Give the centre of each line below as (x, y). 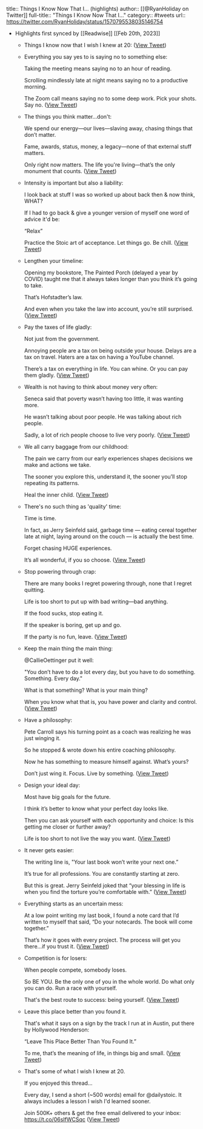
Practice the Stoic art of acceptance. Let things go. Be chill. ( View (106, 243)
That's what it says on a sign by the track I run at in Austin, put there (109, 1023)
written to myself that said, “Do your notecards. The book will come (108, 922)
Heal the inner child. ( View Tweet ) (66, 495)
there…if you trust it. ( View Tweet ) (67, 946)
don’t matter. (40, 135)
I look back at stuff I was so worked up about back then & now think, (109, 194)
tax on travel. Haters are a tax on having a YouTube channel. (99, 357)
